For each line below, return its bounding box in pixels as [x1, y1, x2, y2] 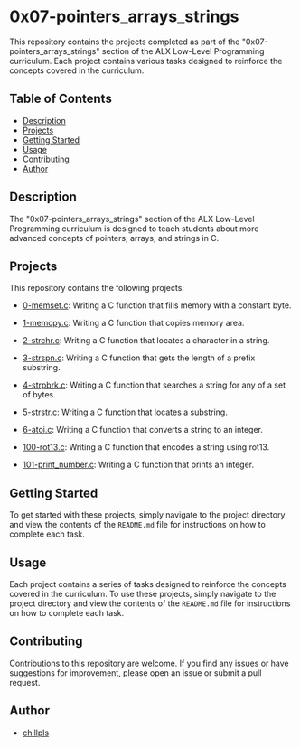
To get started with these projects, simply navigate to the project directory [9, 509, 286, 520]
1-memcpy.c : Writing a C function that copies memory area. [22, 318, 245, 329]
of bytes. [22, 389, 56, 400]
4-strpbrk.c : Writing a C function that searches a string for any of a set [22, 379, 286, 390]
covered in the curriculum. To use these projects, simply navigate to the [9, 589, 277, 599]
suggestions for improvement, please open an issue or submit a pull [9, 667, 262, 678]
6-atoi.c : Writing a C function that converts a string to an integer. [22, 425, 264, 435]
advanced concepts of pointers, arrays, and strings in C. [9, 232, 220, 243]
